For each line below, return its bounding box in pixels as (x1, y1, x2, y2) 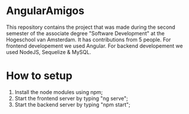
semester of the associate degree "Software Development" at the (6, 29, 165, 36)
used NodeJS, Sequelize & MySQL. (6, 48, 91, 55)
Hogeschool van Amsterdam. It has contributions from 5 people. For (6, 36, 171, 43)
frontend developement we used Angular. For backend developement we (6, 42, 183, 49)
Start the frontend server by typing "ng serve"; (14, 95, 128, 102)
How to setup (6, 69, 72, 83)
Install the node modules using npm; (14, 88, 103, 95)
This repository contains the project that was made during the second (6, 24, 175, 31)
